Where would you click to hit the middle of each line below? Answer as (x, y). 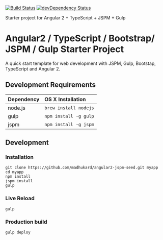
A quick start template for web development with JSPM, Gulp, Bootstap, (81, 63)
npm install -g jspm (69, 124)
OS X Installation (65, 99)
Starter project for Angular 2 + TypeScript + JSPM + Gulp (65, 18)
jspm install (19, 181)
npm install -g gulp (69, 116)
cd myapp (15, 172)
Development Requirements (50, 85)
